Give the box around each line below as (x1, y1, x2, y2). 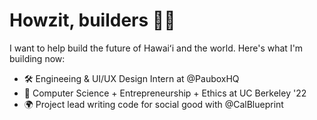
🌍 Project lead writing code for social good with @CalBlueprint (23, 98, 284, 110)
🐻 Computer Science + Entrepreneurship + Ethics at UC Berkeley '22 (23, 87, 307, 99)
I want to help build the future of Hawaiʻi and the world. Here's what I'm (9, 42, 304, 54)
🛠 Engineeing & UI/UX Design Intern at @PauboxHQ (23, 72, 240, 84)
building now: (9, 52, 66, 64)
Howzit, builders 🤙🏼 (9, 9, 176, 32)
